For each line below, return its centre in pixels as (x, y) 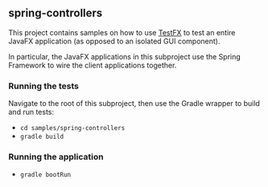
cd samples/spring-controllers (72, 128)
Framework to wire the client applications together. (93, 65)
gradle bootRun (45, 175)
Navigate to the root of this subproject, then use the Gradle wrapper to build (134, 104)
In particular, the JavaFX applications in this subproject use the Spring (125, 56)
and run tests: (31, 112)
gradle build (42, 137)
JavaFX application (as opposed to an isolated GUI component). (114, 41)
